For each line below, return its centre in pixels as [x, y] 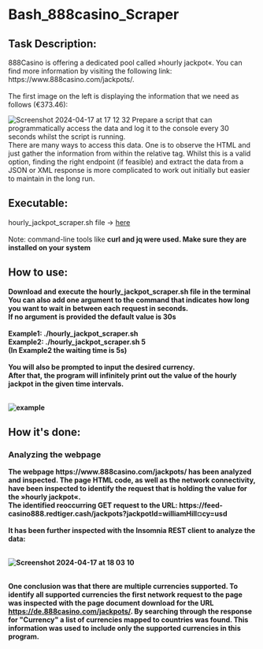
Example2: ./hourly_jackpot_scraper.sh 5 [77, 342]
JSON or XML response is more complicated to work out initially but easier [129, 170]
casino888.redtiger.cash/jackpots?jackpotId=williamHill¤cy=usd [118, 514]
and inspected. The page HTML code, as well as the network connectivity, [132, 480]
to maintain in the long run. [52, 178]
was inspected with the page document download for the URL [111, 603]
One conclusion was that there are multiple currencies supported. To [123, 587]
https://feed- [201, 505]
